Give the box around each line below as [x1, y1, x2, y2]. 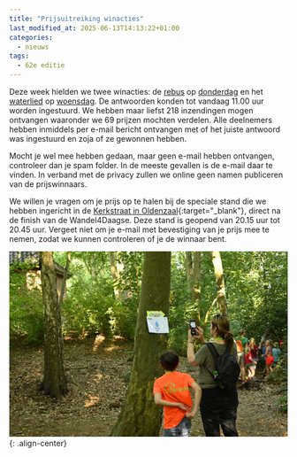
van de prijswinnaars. [9, 179, 88, 190]
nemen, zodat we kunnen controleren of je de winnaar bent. [9, 234, 227, 244]
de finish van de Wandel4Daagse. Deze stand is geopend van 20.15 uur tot [9, 215, 280, 225]
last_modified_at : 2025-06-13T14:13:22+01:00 [9, 23, 179, 33]
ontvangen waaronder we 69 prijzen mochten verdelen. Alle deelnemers [9, 115, 272, 125]
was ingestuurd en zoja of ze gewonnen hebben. [9, 134, 187, 143]
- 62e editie [17, 61, 65, 70]
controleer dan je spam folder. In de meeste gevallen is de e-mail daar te [9, 160, 273, 170]
